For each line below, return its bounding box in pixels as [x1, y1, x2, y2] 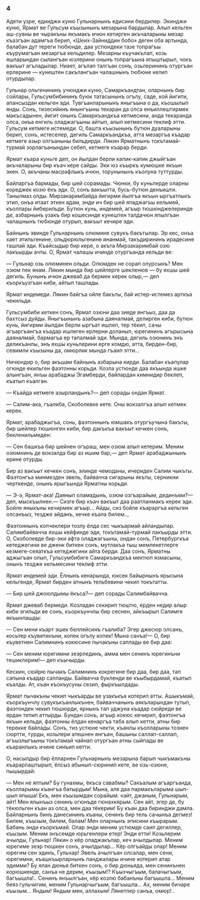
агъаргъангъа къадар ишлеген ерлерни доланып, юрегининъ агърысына [6, 328, 193, 335]
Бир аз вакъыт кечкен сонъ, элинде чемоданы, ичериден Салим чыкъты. [6, 467, 193, 475]
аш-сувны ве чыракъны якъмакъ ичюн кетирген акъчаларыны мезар [6, 31, 184, 38]
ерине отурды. [6, 456, 44, 463]
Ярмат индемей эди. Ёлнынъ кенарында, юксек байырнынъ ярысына [6, 572, 183, 579]
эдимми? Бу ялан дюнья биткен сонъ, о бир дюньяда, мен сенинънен [6, 862, 185, 869]
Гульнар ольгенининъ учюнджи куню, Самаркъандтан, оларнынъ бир [6, 87, 185, 94]
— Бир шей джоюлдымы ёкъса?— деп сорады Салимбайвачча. [6, 590, 169, 597]
